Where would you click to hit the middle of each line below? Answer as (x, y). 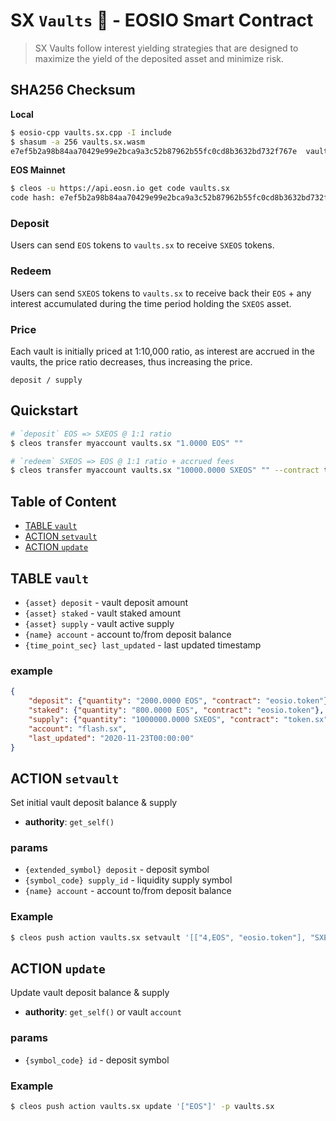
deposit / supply (46, 380)
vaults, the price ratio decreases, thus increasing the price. (131, 362)
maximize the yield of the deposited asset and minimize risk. (159, 58)
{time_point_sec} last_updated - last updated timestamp (143, 645)
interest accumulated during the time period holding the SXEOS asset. (151, 303)
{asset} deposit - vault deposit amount (106, 602)
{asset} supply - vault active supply (99, 623)
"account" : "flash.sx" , (78, 729)
